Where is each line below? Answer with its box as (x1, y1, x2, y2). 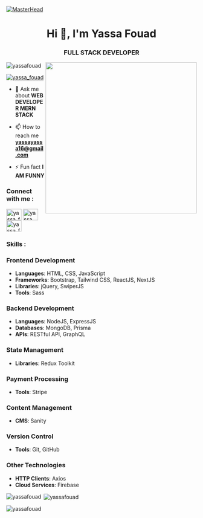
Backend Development (6, 304, 74, 312)
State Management (6, 346, 64, 354)
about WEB (14, 92, 43, 99)
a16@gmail (14, 145, 44, 152)
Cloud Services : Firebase (14, 481, 80, 488)
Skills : (6, 239, 27, 248)
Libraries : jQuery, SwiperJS (14, 283, 84, 290)
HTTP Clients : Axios (14, 474, 66, 482)
